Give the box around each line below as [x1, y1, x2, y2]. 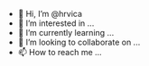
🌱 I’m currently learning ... [17, 28, 115, 37]
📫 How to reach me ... [17, 47, 102, 57]
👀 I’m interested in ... [17, 18, 95, 29]
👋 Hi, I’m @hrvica [17, 9, 83, 19]
